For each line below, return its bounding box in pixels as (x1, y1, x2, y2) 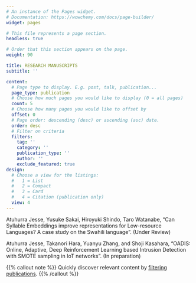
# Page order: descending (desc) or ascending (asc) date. (11, 117, 160, 123)
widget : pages (6, 19, 41, 25)
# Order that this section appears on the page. (6, 47, 128, 53)
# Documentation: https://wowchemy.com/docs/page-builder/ (6, 14, 155, 20)
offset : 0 (11, 112, 35, 118)
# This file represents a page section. (6, 30, 107, 36)
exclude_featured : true (17, 161, 76, 167)
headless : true (6, 36, 44, 42)
